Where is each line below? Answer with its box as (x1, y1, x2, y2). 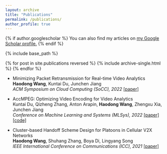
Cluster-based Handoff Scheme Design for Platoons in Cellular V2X (12, 127, 152, 133)
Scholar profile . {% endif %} (5, 41, 64, 47)
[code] (12, 117, 27, 124)
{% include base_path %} (5, 50, 58, 57)
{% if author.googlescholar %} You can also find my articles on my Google (5, 35, 159, 41)
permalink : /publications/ (5, 17, 62, 22)
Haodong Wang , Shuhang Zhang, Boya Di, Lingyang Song (12, 138, 133, 144)
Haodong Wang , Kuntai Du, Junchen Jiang (12, 81, 102, 87)
